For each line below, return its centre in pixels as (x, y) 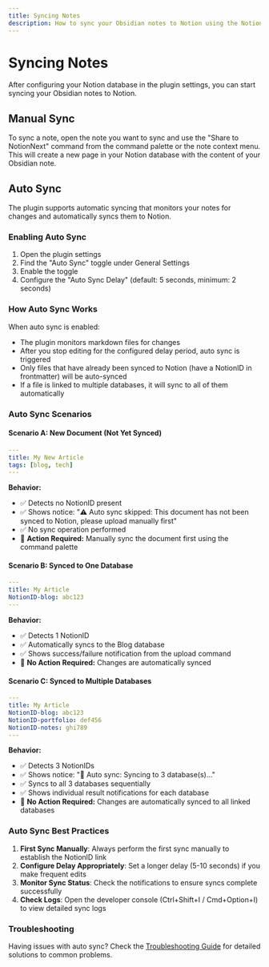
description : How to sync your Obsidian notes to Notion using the (123, 23)
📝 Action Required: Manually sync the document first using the (124, 539)
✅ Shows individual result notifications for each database (114, 792)
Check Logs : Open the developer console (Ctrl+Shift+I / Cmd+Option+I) (139, 899)
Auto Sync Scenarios (50, 414)
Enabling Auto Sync (47, 237)
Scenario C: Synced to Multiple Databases (80, 680)
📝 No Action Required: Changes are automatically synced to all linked (135, 802)
